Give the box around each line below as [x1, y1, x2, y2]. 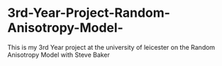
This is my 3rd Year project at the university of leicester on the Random [7, 43, 216, 51]
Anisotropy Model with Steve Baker [7, 51, 110, 59]
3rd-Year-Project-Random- [7, 5, 170, 21]
